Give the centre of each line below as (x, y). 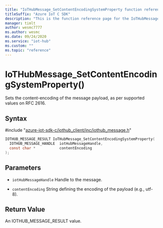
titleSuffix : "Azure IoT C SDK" (38, 14)
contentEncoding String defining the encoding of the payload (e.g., (78, 189)
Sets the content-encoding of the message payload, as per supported (75, 98)
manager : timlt (20, 23)
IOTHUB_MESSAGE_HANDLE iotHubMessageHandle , (56, 144)
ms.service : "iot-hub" (28, 41)
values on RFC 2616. (25, 103)
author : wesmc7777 (24, 28)
